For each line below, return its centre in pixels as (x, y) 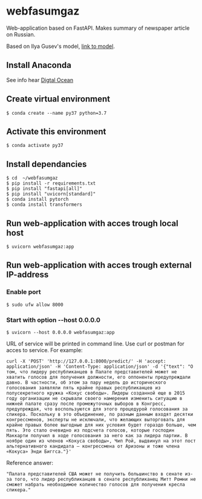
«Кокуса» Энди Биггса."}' (39, 451)
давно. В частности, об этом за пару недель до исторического (86, 382)
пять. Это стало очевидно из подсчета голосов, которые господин (90, 430)
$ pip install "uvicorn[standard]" (51, 194)
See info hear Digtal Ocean (40, 80)
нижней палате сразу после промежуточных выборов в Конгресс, (86, 404)
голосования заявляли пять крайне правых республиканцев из (84, 388)
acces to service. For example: (44, 350)
